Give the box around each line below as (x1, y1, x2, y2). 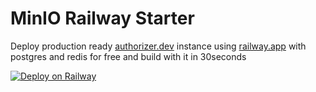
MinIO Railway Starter (10, 7, 195, 30)
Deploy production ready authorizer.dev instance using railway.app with (10, 40, 307, 52)
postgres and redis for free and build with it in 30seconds (10, 50, 247, 62)
